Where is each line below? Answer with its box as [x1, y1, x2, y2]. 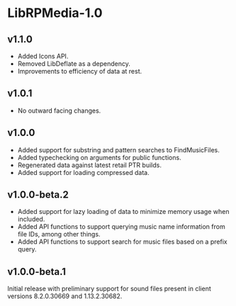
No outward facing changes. [17, 106, 101, 115]
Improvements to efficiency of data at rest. [17, 67, 142, 75]
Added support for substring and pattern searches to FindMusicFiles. [17, 145, 220, 154]
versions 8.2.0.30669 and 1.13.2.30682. [7, 292, 123, 300]
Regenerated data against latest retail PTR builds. [17, 161, 162, 169]
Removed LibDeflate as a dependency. [17, 59, 131, 68]
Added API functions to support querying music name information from [17, 222, 225, 231]
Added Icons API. [17, 52, 69, 60]
